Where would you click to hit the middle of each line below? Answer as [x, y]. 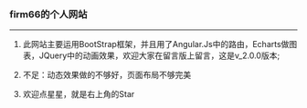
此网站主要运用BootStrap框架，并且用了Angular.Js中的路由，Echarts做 [156, 44]
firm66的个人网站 [48, 14]
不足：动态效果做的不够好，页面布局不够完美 [107, 75]
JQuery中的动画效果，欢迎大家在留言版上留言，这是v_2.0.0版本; [159, 55]
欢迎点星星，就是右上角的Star [79, 94]
